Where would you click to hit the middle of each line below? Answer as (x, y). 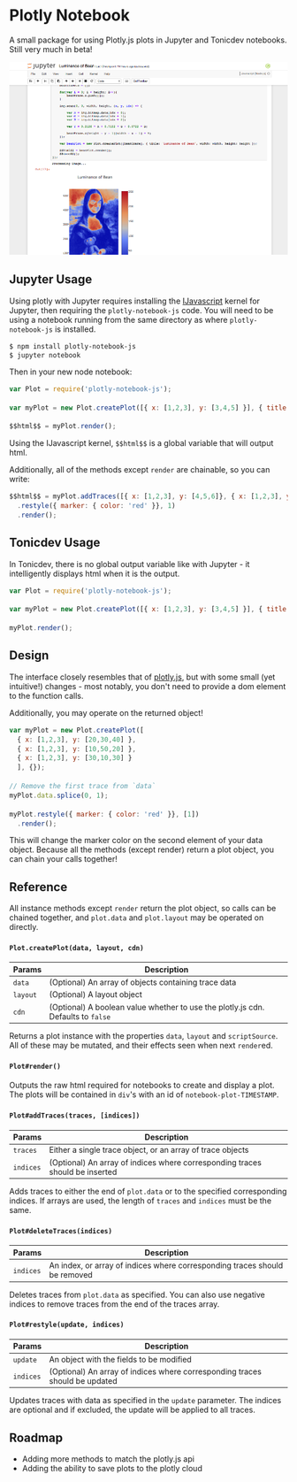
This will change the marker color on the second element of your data (136, 841)
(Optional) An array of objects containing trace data (143, 982)
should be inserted (83, 1171)
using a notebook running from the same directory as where (118, 319)
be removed (71, 1275)
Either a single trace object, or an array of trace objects (149, 1150)
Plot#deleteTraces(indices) (61, 1231)
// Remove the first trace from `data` (83, 787)
